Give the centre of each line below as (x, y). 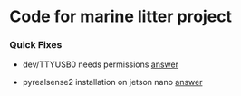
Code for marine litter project (121, 17)
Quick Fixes (36, 45)
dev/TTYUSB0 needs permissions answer (101, 64)
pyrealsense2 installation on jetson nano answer (112, 82)
